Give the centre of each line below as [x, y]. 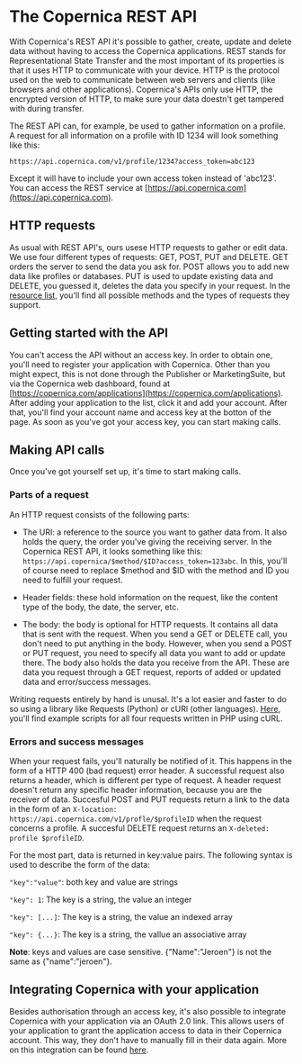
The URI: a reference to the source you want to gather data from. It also [155, 532]
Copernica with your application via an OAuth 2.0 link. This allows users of [147, 1021]
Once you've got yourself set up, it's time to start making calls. [125, 472]
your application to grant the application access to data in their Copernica [146, 1030]
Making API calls [57, 450]
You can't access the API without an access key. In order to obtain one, [141, 355]
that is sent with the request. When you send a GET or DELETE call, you [155, 634]
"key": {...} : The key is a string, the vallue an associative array [128, 934]
